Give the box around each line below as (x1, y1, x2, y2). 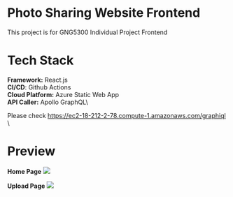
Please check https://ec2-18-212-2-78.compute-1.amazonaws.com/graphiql (7, 111, 226, 119)
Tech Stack (7, 52, 74, 68)
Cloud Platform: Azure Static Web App (7, 90, 120, 98)
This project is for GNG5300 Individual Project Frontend (7, 28, 168, 36)
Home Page (7, 167, 42, 175)
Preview (7, 143, 56, 159)
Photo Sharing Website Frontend (7, 5, 201, 21)
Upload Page (7, 182, 45, 190)
